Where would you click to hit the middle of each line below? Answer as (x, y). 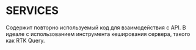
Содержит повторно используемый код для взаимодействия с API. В (96, 27)
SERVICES (32, 11)
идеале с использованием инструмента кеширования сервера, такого (98, 34)
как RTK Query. (25, 40)
